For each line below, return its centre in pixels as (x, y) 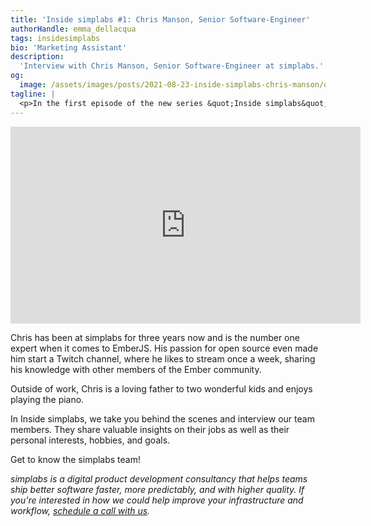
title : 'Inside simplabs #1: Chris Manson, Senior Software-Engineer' (160, 19)
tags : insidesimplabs (55, 38)
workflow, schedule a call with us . (80, 510)
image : (33, 85)
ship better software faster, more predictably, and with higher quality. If (157, 489)
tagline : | (33, 94)
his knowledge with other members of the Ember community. (136, 369)
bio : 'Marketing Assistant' (69, 47)
